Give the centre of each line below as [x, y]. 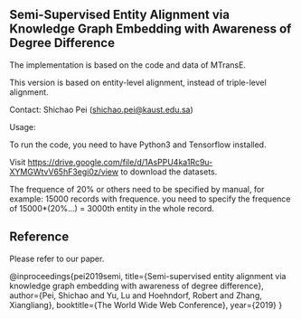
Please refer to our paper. [57, 258]
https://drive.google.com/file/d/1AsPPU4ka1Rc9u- [120, 162]
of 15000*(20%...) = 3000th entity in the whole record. [112, 208]
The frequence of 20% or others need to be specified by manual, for [137, 189]
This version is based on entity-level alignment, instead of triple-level [138, 82]
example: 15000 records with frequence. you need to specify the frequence [150, 199]
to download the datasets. [169, 172]
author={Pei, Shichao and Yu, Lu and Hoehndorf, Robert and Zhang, [136, 295]
